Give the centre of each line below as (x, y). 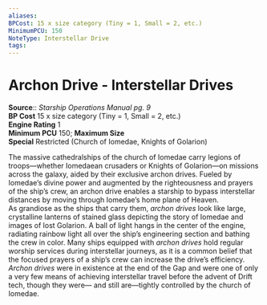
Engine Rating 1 (34, 124)
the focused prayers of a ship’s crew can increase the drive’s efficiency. (127, 260)
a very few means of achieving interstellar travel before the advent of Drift (130, 277)
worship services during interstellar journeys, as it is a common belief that (130, 251)
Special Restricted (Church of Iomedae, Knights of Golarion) (108, 142)
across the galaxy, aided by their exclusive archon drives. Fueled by (120, 174)
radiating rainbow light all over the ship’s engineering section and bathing (129, 234)
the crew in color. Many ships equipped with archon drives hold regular (126, 242)
